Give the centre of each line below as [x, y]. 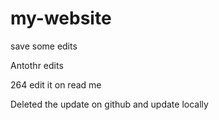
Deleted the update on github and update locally [109, 104]
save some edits [44, 46]
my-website [61, 18]
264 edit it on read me [56, 84]
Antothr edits [37, 65]
